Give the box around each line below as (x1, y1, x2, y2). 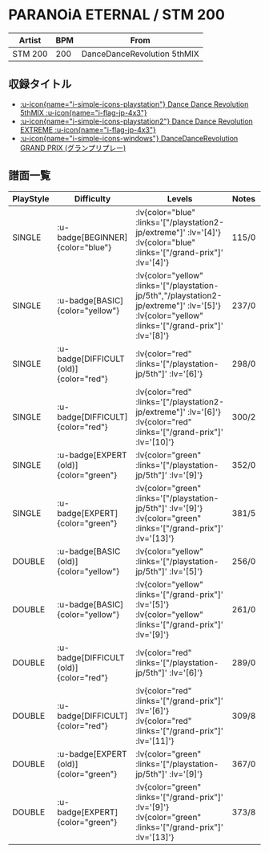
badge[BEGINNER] (57, 231, 128, 242)
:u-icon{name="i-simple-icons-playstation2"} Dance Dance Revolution (19, 116, 254, 126)
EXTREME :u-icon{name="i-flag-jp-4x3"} (19, 124, 156, 134)
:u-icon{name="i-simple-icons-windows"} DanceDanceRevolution (19, 133, 239, 143)
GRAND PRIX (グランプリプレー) (19, 143, 126, 152)
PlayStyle (12, 193, 50, 204)
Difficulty (74, 193, 111, 204)
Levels (167, 193, 193, 204)
